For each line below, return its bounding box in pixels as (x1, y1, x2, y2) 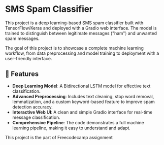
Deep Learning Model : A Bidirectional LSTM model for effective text (12, 83, 151, 89)
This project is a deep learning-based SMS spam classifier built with (5, 20, 144, 26)
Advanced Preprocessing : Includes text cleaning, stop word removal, (12, 93, 154, 99)
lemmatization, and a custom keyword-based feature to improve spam (12, 99, 155, 105)
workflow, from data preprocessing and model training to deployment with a (5, 50, 159, 56)
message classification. (12, 114, 61, 120)
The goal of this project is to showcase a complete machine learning (5, 45, 144, 51)
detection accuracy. (12, 104, 53, 109)
